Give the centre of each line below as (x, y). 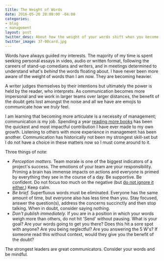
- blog (12, 23)
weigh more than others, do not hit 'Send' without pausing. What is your (85, 218)
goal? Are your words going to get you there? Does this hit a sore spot (83, 224)
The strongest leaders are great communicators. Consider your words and (80, 249)
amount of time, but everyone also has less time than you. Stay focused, (85, 198)
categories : (17, 19)
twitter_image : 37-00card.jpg (36, 42)
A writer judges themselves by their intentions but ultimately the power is (79, 86)
